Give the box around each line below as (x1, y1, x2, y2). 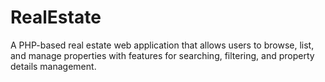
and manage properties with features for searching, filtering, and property (10, 49, 315, 61)
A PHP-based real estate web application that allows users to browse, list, (10, 39, 315, 51)
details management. (10, 60, 97, 72)
